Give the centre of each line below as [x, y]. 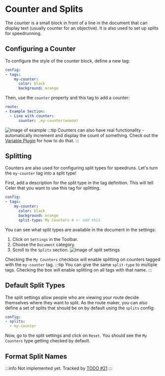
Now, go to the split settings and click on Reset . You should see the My [76, 335]
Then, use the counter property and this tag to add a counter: [67, 98]
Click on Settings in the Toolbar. [45, 239]
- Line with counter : [32, 116]
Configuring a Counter [40, 49]
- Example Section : [25, 111]
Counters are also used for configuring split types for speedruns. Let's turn [82, 168]
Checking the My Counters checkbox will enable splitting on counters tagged [83, 259]
